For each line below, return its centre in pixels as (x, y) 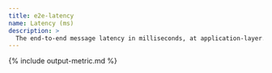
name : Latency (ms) (41, 23)
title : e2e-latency (41, 16)
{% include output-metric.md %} (63, 61)
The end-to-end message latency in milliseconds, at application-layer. (141, 38)
